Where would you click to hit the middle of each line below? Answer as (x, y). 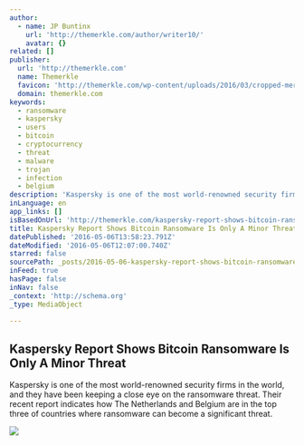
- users (32, 128)
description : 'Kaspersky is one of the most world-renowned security (143, 195)
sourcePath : (32, 262)
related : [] (32, 52)
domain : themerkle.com (60, 93)
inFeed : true (34, 271)
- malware (36, 161)
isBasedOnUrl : (36, 220)
